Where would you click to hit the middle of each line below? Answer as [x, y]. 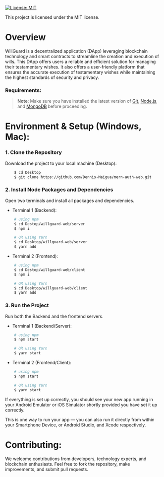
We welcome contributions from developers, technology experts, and [76, 459]
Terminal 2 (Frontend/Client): [42, 363]
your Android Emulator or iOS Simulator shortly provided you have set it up [81, 405]
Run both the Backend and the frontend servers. [54, 316]
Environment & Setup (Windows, [73, 126]
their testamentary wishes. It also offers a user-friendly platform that [75, 67]
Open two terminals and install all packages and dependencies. [70, 201]
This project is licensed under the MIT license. [52, 17]
